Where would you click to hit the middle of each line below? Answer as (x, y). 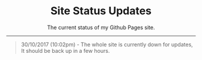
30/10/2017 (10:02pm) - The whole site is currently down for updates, (107, 44)
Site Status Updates (101, 11)
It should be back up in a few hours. (65, 50)
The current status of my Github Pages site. (101, 27)
